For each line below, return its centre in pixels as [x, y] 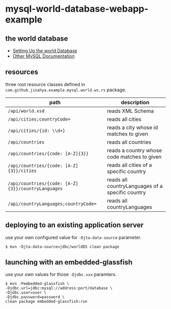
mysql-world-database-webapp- [77, 9]
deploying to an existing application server [75, 225]
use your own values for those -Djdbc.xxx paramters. [61, 274]
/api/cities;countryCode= [39, 119]
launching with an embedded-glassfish [69, 262]
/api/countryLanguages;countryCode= [52, 204]
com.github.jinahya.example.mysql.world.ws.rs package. [66, 90]
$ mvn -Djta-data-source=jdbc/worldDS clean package [62, 247]
